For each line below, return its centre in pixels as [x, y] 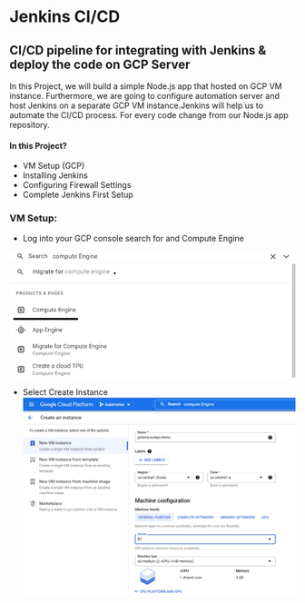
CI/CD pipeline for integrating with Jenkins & [138, 50]
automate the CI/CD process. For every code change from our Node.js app [149, 115]
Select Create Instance [65, 392]
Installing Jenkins [55, 175]
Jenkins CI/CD [65, 17]
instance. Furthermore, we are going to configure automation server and [144, 96]
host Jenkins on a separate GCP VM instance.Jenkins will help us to [137, 105]
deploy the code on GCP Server [100, 64]
